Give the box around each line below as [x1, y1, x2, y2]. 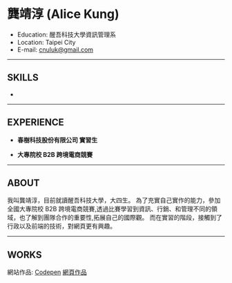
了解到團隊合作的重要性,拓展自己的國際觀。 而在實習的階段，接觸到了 [25, 213, 222, 222]
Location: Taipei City [17, 38, 76, 46]
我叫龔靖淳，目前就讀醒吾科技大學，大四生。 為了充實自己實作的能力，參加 [7, 196, 221, 205]
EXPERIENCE [7, 116, 64, 128]
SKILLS [7, 72, 39, 83]
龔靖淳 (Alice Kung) [7, 6, 119, 22]
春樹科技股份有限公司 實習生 [17, 136, 98, 144]
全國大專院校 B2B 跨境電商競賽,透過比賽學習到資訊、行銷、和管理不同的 [7, 205, 212, 213]
